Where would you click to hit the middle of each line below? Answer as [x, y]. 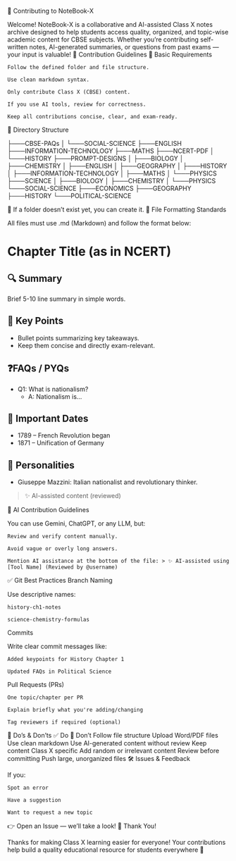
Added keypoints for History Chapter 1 [66, 659]
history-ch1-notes [34, 607]
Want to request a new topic [50, 813]
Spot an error [28, 788]
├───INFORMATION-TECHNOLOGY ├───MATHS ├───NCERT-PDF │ [111, 151]
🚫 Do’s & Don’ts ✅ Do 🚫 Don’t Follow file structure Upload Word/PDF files [113, 736]
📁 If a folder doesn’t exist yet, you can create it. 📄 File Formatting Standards [117, 209]
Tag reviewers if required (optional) [64, 722]
